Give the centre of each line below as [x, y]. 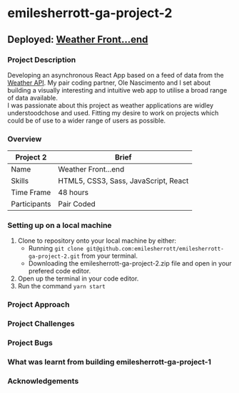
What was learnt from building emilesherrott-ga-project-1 [110, 362]
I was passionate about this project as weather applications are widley [111, 105]
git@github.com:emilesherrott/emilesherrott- [156, 249]
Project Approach [39, 305]
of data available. [33, 98]
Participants [31, 204]
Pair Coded [77, 204]
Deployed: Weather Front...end [78, 40]
